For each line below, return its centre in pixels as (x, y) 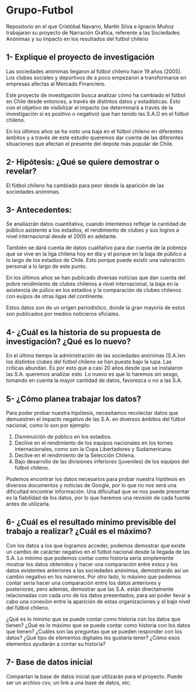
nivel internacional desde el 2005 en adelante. (62, 236)
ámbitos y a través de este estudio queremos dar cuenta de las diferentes (95, 137)
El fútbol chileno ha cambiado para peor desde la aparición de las (85, 185)
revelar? (21, 171)
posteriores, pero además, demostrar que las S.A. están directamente (90, 589)
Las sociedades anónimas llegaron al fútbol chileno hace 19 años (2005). (94, 71)
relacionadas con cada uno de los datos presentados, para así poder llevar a (98, 595)
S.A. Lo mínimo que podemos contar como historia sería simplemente (90, 558)
